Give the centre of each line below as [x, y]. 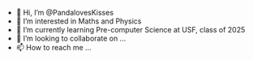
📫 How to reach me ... [54, 47]
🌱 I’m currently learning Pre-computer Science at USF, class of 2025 [131, 30]
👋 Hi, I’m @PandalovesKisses [65, 13]
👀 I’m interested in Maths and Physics [79, 21]
